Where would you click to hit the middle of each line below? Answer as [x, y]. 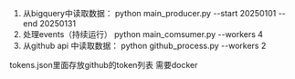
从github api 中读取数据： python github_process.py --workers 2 [144, 45]
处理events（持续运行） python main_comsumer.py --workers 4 [142, 34]
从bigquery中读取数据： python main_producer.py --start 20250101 [149, 13]
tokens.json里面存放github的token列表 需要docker [104, 65]
